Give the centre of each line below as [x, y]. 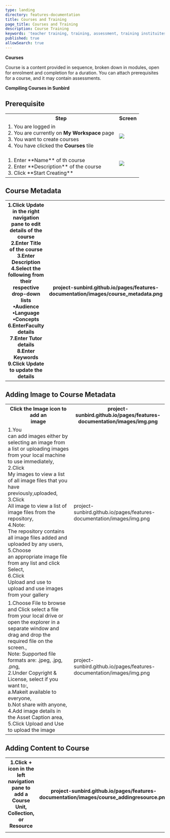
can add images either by [38, 436]
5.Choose [19, 551]
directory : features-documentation [43, 15]
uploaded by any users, [36, 544]
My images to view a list [36, 474]
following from [26, 275]
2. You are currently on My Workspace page [61, 133]
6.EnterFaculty [26, 326]
